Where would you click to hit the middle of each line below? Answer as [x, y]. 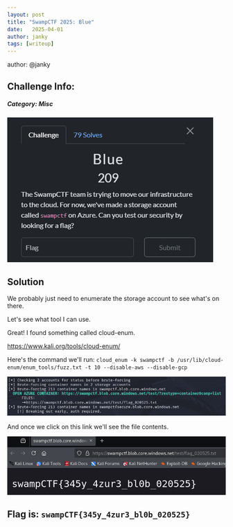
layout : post [26, 15]
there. [16, 306]
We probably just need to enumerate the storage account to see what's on [113, 299]
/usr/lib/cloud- [200, 361]
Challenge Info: [41, 86]
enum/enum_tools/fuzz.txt [44, 368]
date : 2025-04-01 [35, 29]
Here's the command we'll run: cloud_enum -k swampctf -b [91, 360]
